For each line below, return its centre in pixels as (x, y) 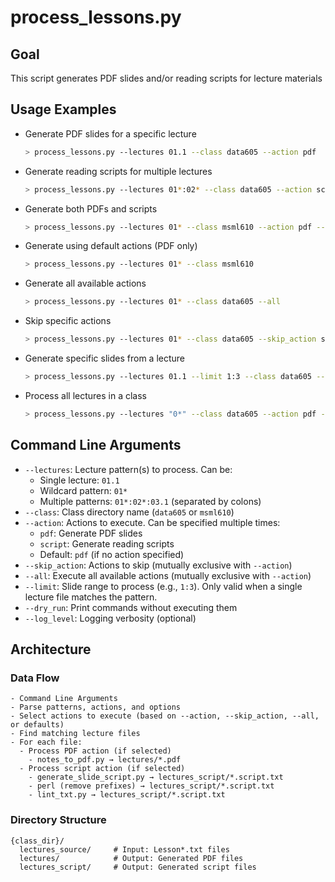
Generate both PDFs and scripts (91, 208)
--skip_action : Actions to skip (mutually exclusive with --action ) (158, 565)
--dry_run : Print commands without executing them (131, 607)
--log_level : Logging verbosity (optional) (110, 618)
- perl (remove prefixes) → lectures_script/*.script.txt (151, 786)
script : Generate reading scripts (107, 543)
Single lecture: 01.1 (79, 480)
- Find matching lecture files (75, 734)
